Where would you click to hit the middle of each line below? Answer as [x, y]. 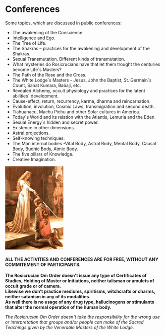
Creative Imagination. [34, 159]
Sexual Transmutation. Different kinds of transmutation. [69, 59]
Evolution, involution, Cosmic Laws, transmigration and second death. [83, 106]
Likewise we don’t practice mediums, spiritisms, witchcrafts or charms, [80, 291]
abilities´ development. [35, 96]
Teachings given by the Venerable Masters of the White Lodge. [70, 328]
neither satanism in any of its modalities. [48, 297]
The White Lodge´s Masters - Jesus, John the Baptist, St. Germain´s [82, 80]
